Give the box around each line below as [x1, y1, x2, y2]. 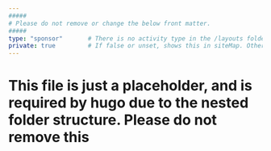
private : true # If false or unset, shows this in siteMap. [8, 42, 244, 50]
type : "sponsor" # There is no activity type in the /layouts [8, 34, 244, 43]
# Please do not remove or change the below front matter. [8, 19, 211, 27]
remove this [8, 128, 90, 146]
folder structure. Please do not [8, 111, 218, 129]
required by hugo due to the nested [8, 94, 249, 112]
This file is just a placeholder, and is [8, 77, 252, 95]
